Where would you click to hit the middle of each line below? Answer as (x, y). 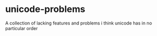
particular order (22, 28)
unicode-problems (45, 9)
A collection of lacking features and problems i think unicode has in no (79, 23)
